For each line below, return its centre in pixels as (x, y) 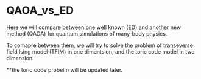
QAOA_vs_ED (40, 11)
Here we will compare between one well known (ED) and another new (94, 27)
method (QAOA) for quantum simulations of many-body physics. (87, 33)
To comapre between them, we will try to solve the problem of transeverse (100, 45)
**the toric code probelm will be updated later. (65, 69)
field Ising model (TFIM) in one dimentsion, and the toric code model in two (100, 51)
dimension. (20, 58)
